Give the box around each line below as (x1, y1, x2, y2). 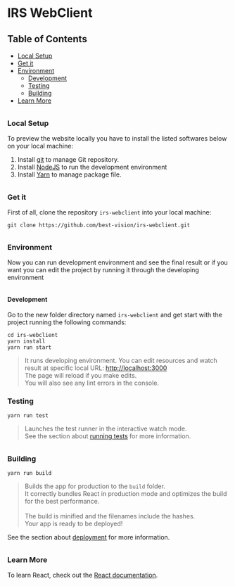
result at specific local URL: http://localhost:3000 (24, 364, 167, 372)
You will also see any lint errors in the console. (24, 378, 160, 388)
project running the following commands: (7, 318, 127, 326)
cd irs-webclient (7, 332, 58, 339)
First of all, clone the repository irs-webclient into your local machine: (7, 208, 212, 216)
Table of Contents (7, 33, 88, 45)
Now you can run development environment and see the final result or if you (7, 258, 229, 267)
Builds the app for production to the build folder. (24, 482, 165, 490)
